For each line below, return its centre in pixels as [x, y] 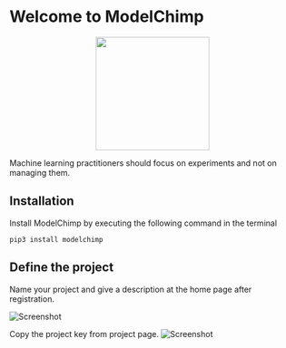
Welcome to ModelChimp [107, 17]
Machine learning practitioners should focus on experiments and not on [143, 163]
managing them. [40, 172]
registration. [32, 299]
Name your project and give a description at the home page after [131, 289]
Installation [42, 201]
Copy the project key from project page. [84, 333]
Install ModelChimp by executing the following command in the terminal [143, 223]
